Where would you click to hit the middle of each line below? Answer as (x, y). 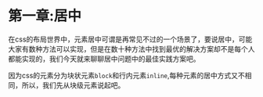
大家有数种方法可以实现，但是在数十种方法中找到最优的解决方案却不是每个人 (131, 48)
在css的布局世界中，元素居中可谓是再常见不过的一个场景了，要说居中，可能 (130, 39)
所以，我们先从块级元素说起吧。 (73, 85)
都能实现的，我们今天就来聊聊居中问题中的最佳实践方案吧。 (104, 59)
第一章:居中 (45, 16)
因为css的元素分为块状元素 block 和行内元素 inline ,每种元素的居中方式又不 (126, 75)
